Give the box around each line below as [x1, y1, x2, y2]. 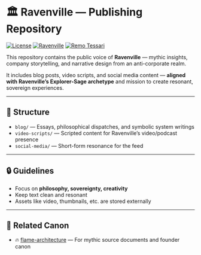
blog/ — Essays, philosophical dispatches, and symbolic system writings [14, 123, 194, 130]
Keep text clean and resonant [14, 191, 88, 198]
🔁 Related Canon [6, 220, 69, 230]
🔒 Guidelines [6, 166, 54, 176]
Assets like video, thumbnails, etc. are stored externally [14, 198, 151, 205]
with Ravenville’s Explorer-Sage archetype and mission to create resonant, [6, 78, 193, 85]
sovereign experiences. [6, 84, 64, 91]
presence [14, 136, 39, 143]
